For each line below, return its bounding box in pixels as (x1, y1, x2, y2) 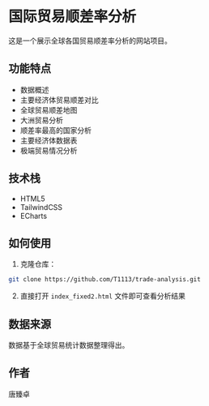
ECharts (19, 211, 47, 220)
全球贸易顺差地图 (19, 105, 78, 114)
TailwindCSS (19, 202, 63, 212)
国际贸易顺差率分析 (8, 7, 137, 26)
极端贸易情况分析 (19, 145, 78, 155)
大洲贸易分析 (19, 115, 63, 125)
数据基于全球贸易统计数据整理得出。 (8, 340, 130, 350)
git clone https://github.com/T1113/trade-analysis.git (8, 276, 201, 284)
